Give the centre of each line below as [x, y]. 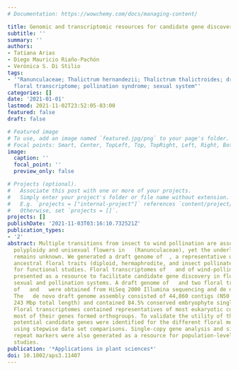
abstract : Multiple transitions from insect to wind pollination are [112, 243]
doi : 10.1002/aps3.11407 [44, 355]
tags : [15, 73]
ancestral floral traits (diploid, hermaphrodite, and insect [107, 263]
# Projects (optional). [42, 184]
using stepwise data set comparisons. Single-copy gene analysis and [118, 329]
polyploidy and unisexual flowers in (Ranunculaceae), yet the [112, 250]
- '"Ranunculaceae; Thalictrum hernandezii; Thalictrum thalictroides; [115, 79]
